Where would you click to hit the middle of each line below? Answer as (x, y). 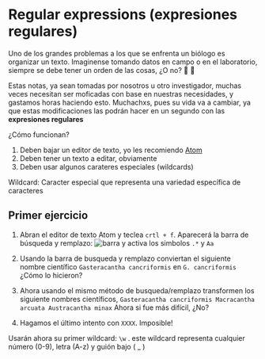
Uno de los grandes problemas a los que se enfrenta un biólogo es (117, 53)
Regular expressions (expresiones (123, 15)
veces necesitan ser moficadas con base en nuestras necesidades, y (121, 94)
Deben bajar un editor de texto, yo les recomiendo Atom (111, 150)
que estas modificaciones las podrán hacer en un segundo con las (117, 111)
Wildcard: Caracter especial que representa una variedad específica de (125, 182)
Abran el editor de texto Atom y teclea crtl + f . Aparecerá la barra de (134, 235)
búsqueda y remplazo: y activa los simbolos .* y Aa (117, 243)
